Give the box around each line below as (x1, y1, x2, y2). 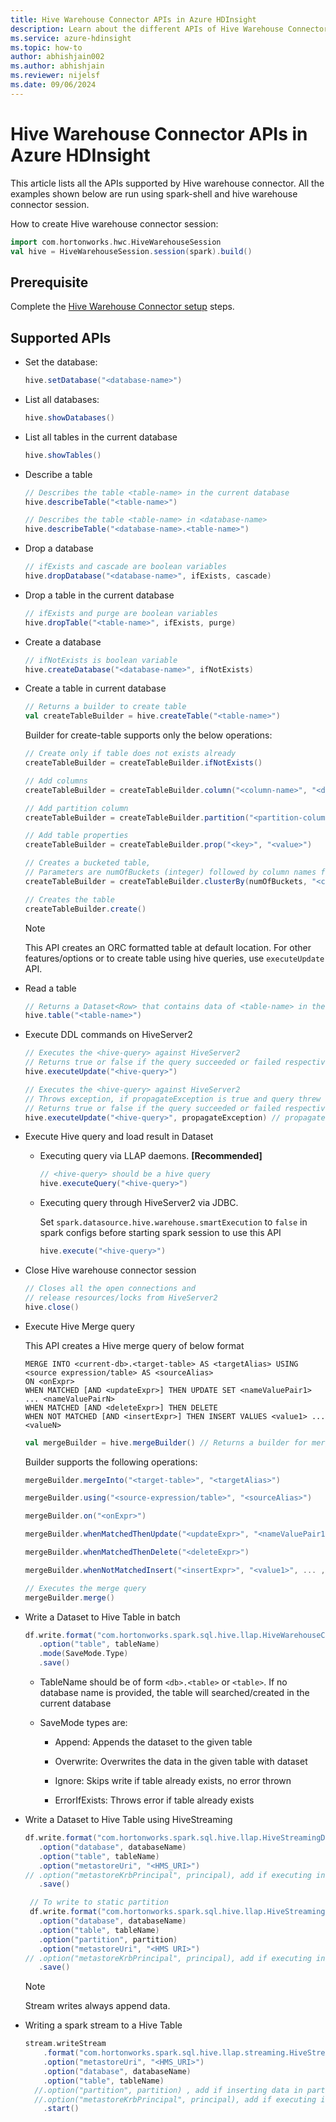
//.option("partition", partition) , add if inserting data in (34, 2085, 303, 2095)
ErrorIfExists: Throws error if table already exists (54, 1794, 255, 1806)
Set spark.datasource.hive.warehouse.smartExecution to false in (39, 1216, 308, 1228)
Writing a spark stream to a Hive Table (24, 2019, 183, 2031)
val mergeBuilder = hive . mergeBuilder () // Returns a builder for (24, 1437, 308, 1448)
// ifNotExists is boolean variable (24, 655, 178, 665)
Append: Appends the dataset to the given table (54, 1736, 253, 1748)
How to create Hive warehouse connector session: (10, 217, 219, 230)
